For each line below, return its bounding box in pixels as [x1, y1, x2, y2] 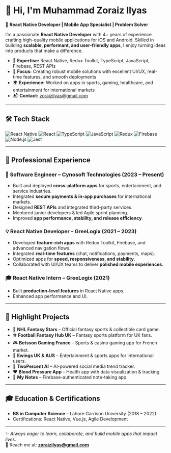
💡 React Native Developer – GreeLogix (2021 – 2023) [5, 228, 137, 235]
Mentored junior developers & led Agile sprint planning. [12, 210, 129, 216]
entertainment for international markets [12, 87, 95, 93]
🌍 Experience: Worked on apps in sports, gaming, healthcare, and [12, 79, 154, 86]
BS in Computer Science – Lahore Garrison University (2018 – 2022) [12, 410, 157, 416]
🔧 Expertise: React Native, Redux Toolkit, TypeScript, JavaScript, [12, 57, 150, 63]
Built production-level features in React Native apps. [12, 288, 125, 294]
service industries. [12, 188, 52, 194]
